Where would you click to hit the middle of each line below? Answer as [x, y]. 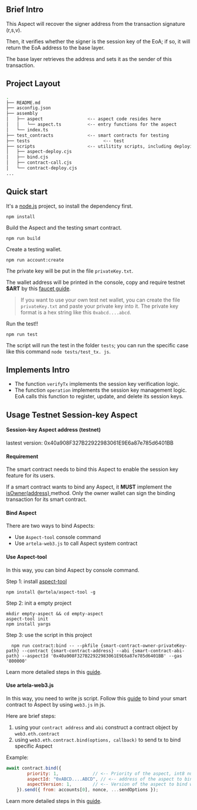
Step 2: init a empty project [39, 603]
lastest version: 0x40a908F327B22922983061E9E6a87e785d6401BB [90, 443]
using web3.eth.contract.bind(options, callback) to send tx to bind [97, 740]
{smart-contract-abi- [158, 650]
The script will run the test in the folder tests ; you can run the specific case [97, 345]
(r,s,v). [14, 30]
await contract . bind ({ [34, 768]
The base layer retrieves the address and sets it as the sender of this [89, 59]
